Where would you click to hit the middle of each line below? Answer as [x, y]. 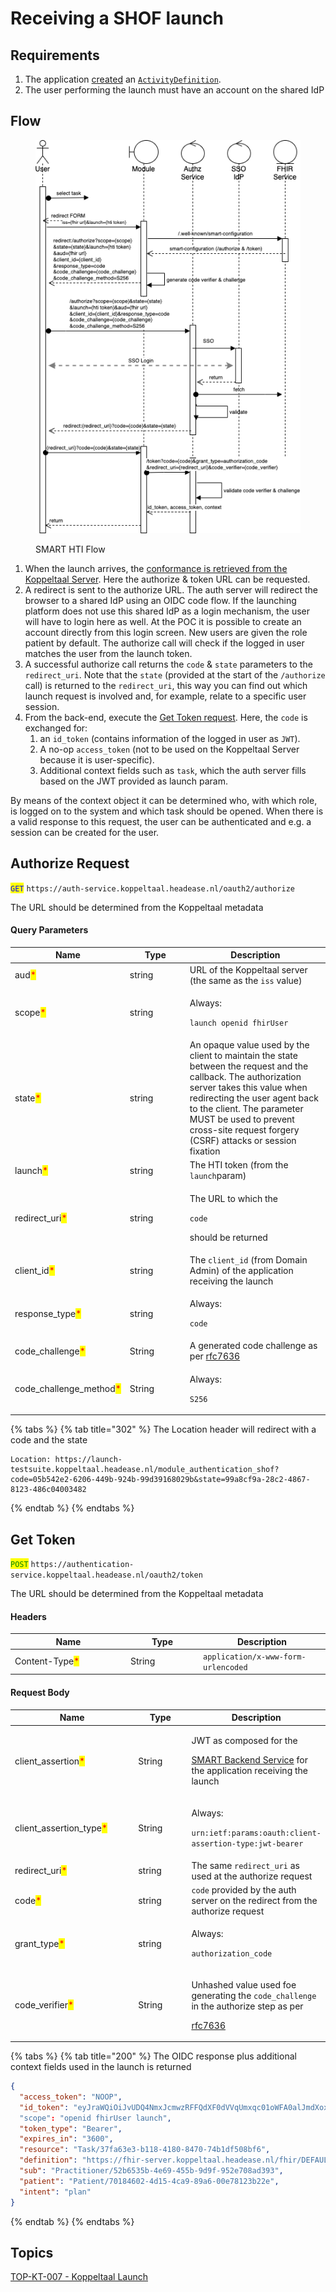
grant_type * [39, 1943]
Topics [32, 2253]
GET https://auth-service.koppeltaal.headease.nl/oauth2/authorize [152, 888]
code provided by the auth [244, 1890]
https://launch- [88, 1460]
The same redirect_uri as [245, 1865]
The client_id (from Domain [248, 1259]
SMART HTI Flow [70, 549]
